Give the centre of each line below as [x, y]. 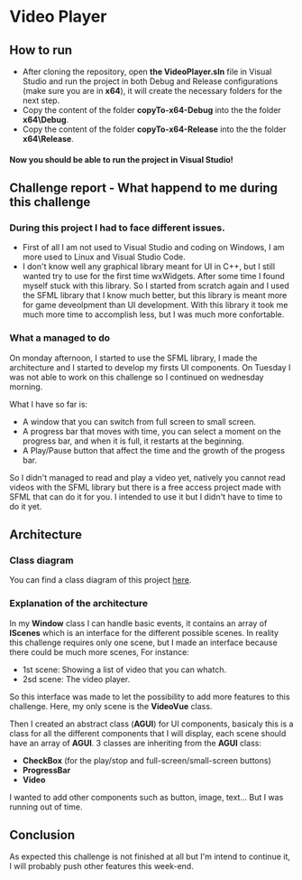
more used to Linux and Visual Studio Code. [104, 257]
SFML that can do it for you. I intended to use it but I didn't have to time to [146, 496]
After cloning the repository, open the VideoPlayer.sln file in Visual [147, 71]
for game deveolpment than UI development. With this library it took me [155, 305]
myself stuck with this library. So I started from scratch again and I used [156, 286]
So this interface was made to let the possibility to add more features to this [150, 697]
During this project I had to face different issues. [117, 228]
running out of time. [46, 807]
